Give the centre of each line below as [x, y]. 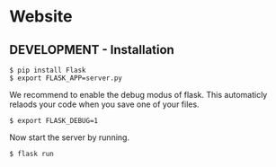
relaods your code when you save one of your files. [104, 104]
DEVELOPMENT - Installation [92, 50]
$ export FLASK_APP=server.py [66, 78]
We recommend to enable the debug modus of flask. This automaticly [138, 95]
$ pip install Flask [48, 70]
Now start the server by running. [70, 137]
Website [41, 17]
